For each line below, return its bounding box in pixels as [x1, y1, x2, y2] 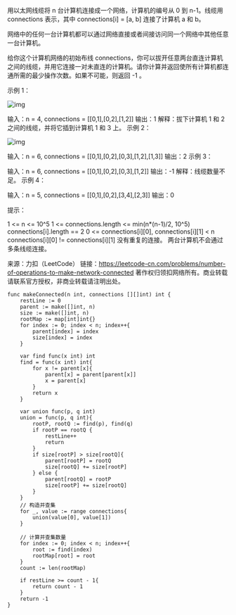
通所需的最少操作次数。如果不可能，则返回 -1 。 [7, 71, 146, 80]
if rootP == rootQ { [32, 426, 93, 433]
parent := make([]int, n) [20, 303, 96, 310]
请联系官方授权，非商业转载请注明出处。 [7, 277, 124, 285]
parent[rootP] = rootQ [44, 457, 112, 464]
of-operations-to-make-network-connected [7, 268, 134, 277]
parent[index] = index [32, 328, 99, 335]
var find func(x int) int [20, 353, 96, 360]
